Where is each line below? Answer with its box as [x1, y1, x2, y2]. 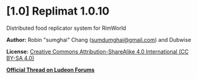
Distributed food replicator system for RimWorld [6, 24, 126, 32]
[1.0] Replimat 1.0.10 [6, 4, 110, 18]
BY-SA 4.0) [6, 54, 35, 61]
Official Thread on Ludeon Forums [6, 66, 95, 74]
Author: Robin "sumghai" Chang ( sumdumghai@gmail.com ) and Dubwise [6, 36, 192, 43]
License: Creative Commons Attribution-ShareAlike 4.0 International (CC [6, 47, 189, 55]
